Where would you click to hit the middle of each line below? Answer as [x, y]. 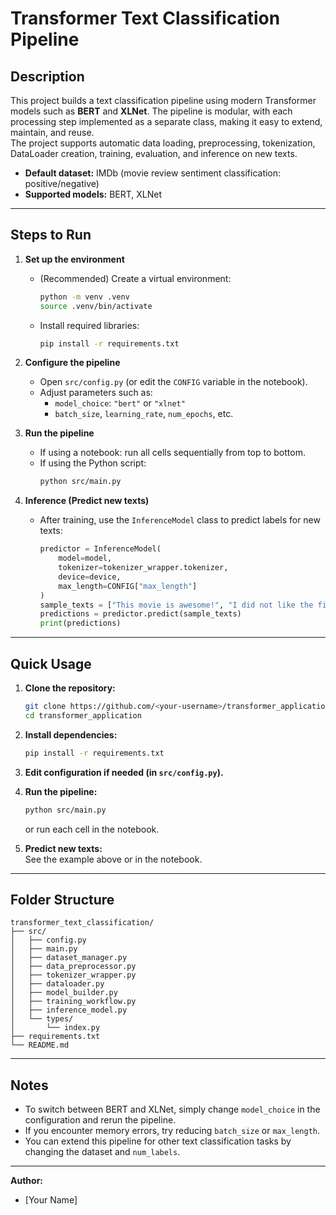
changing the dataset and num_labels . [102, 1152]
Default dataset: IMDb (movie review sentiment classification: [153, 173]
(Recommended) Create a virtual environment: [135, 278]
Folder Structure [62, 899]
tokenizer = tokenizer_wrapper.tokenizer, [143, 568]
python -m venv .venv [84, 297]
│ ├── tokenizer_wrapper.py [73, 975]
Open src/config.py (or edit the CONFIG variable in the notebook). [173, 382]
